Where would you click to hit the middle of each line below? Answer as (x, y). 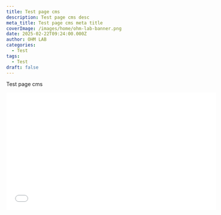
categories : (21, 45)
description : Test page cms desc (48, 17)
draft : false (22, 67)
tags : (13, 56)
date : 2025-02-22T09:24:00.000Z (46, 34)
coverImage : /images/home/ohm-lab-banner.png (64, 28)
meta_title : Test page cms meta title (55, 23)
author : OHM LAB (26, 39)
